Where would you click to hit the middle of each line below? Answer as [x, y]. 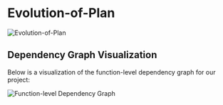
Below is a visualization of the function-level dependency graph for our [111, 72]
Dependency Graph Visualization [82, 55]
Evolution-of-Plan [61, 13]
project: [19, 79]
